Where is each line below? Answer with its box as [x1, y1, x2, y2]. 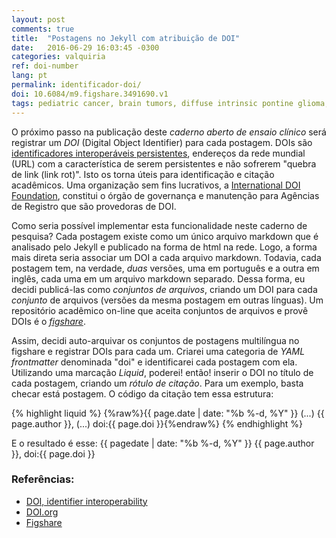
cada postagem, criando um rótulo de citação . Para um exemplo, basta [11, 377, 304, 389]
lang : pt [11, 71, 48, 81]
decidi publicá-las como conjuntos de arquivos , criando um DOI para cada [11, 283, 318, 295]
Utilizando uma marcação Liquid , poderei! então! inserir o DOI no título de [11, 366, 314, 378]
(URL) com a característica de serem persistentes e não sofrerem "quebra [11, 157, 317, 170]
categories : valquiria [11, 52, 106, 62]
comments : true [11, 24, 75, 34]
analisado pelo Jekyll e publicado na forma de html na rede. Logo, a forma [11, 241, 318, 253]
